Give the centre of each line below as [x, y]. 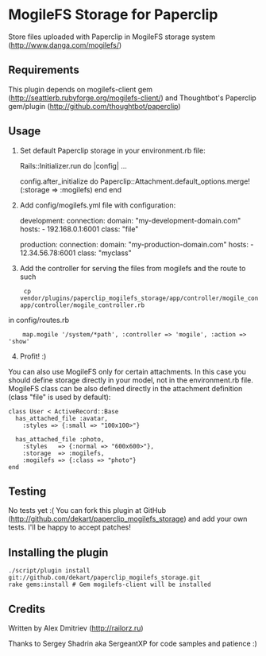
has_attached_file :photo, [60, 439]
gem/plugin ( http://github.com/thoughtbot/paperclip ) [94, 106]
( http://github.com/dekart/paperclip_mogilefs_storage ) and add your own [128, 519]
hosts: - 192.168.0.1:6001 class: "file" [79, 229]
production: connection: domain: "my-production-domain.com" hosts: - [137, 244]
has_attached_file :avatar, [62, 418]
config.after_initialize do [59, 181]
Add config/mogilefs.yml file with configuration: [98, 205]
